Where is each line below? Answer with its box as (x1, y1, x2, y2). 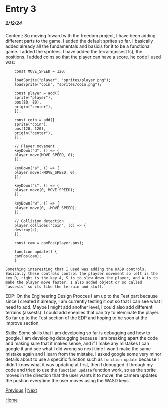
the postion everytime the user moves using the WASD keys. (5, 378, 130, 384)
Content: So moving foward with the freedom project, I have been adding (5, 33, 156, 39)
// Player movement (14, 144, 55, 149)
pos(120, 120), (14, 126, 46, 131)
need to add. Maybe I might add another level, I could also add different (5, 304, 153, 310)
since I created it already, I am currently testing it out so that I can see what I (5, 298, 163, 304)
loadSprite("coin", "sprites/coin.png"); (14, 82, 102, 87)
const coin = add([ (14, 118, 55, 123)
